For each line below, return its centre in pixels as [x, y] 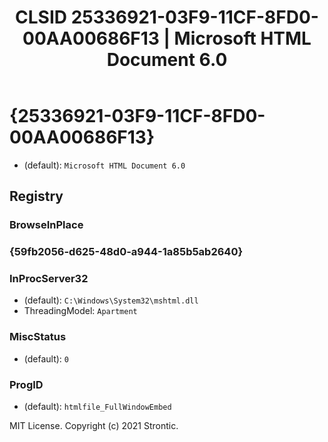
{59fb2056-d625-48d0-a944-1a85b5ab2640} [126, 252]
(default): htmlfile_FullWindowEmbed [97, 407]
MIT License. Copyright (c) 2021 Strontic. [94, 426]
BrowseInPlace [46, 225]
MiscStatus [38, 337]
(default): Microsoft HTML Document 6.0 [104, 165]
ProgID [26, 384]
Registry [36, 196]
